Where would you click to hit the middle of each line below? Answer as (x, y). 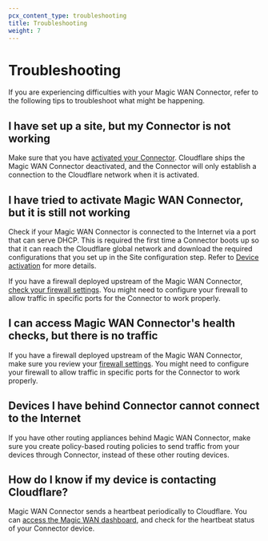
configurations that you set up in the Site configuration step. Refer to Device (134, 257)
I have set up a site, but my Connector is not (120, 126)
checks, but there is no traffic (83, 336)
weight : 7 (25, 30)
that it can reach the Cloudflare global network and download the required (130, 248)
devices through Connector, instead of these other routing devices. (119, 455)
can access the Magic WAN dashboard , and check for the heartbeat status (132, 520)
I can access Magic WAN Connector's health (122, 324)
